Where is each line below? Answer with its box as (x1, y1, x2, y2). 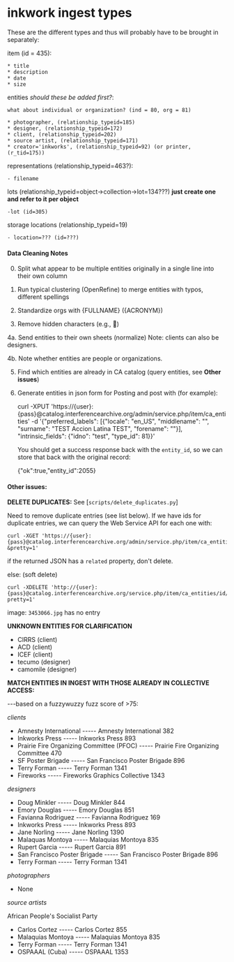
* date (7, 75, 26, 82)
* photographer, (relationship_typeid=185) (7, 119, 136, 126)
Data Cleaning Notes (7, 249, 68, 257)
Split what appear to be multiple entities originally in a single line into (17, 264, 214, 273)
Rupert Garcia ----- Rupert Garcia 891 (17, 843, 127, 852)
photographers (7, 871, 50, 880)
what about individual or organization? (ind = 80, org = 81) (7, 106, 192, 113)
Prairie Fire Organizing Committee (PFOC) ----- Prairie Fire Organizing (17, 742, 219, 750)
